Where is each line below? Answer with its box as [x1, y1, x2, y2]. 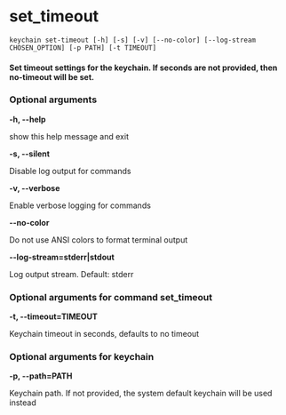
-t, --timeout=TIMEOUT [9, 311, 98, 322]
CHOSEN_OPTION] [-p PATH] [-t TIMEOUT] [9, 43, 157, 52]
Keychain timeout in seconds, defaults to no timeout [9, 329, 200, 339]
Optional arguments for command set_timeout [9, 291, 213, 303]
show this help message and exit [9, 131, 129, 141]
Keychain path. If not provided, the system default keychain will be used [9, 388, 273, 399]
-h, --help [9, 114, 46, 124]
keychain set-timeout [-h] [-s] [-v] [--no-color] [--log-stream [9, 36, 256, 44]
